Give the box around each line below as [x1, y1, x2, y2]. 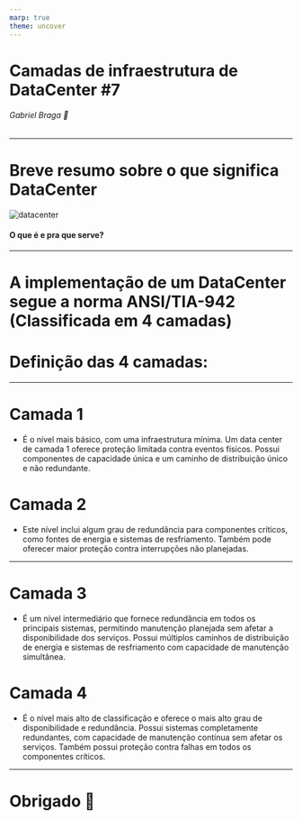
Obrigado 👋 [9, 791, 96, 812]
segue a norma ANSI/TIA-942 [9, 292, 236, 312]
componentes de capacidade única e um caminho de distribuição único [22, 453, 289, 464]
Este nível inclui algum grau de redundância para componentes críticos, [22, 524, 289, 535]
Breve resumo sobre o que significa [9, 160, 280, 181]
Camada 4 [9, 683, 88, 704]
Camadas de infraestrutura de [9, 60, 238, 81]
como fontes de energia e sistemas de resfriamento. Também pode [22, 533, 271, 545]
